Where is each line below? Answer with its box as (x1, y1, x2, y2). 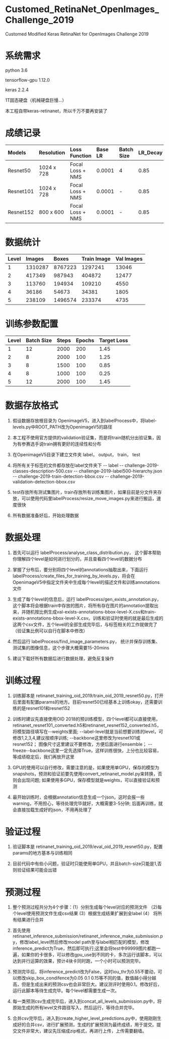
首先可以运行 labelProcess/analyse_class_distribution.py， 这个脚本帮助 (12, 549, 161, 556)
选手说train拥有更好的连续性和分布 (30, 441, 102, 447)
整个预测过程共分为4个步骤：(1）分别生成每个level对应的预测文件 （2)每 (12, 904, 162, 910)
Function (69, 152, 92, 159)
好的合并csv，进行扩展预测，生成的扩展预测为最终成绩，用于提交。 (17, 1022, 157, 1028)
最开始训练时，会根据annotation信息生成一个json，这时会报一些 (12, 794, 145, 800)
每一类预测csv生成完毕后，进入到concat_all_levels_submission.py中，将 (12, 998, 162, 1004)
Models (8, 149, 26, 156)
